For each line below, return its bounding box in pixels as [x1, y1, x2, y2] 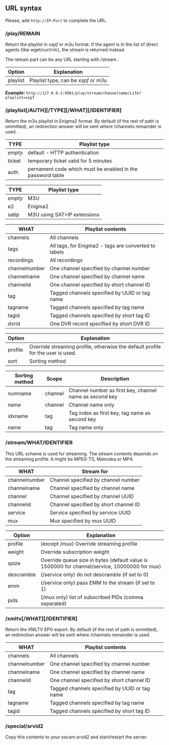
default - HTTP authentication [27, 149, 99, 156]
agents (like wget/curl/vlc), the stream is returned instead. [5, 47, 126, 53]
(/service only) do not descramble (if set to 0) [40, 571, 149, 578]
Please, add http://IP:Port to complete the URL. [5, 17, 107, 23]
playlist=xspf [5, 95, 35, 100]
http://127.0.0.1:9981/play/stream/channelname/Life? [26, 91, 142, 96]
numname [8, 390, 32, 397]
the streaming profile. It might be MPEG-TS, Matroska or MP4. [5, 456, 134, 462]
